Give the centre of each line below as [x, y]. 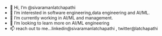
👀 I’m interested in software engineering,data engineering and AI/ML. [80, 13]
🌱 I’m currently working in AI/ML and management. [61, 18]
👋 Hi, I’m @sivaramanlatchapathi [43, 8]
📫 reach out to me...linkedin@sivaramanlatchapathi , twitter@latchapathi [84, 28]
